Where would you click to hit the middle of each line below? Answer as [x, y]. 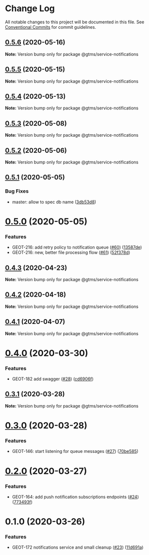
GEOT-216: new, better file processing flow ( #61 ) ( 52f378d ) [71, 252]
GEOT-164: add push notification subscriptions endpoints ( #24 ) [75, 497]
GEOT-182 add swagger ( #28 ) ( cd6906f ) [53, 379]
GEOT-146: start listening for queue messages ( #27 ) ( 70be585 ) [75, 451]
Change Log [30, 9]
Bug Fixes [17, 191]
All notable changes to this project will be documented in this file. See [75, 22]
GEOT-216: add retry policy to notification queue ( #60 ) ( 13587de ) [77, 247]
